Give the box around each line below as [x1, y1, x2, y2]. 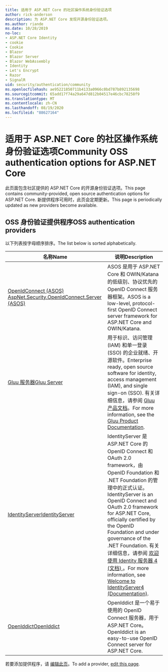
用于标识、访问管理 [107, 334, 153, 341]
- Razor [5, 73, 21, 78]
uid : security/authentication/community [5, 82, 91, 87]
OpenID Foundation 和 [107, 469, 159, 476]
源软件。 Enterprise [107, 356, 152, 363]
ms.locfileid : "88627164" [5, 110, 59, 116]
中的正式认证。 [112, 484, 148, 491]
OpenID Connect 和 [107, 448, 153, 455]
